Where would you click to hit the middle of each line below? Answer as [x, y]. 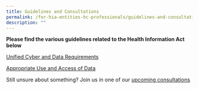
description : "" [26, 22]
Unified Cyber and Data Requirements [52, 57]
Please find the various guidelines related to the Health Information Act [95, 39]
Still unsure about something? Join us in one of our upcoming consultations [98, 80]
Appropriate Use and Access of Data [51, 68]
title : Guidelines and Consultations [53, 11]
